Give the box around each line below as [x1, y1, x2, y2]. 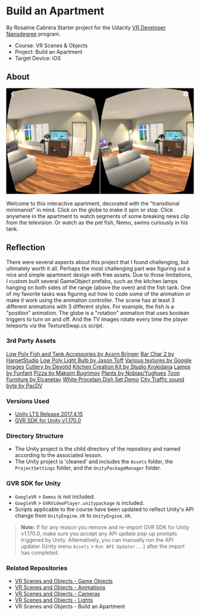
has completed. [20, 548, 60, 556]
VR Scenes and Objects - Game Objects [14, 578, 113, 585]
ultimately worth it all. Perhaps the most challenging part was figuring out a [6, 265, 190, 272]
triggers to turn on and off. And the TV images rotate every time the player [6, 315, 189, 323]
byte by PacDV [6, 382, 43, 389]
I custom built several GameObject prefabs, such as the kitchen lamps [6, 277, 178, 284]
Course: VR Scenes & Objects [14, 42, 88, 49]
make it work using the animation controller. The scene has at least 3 [6, 296, 175, 304]
